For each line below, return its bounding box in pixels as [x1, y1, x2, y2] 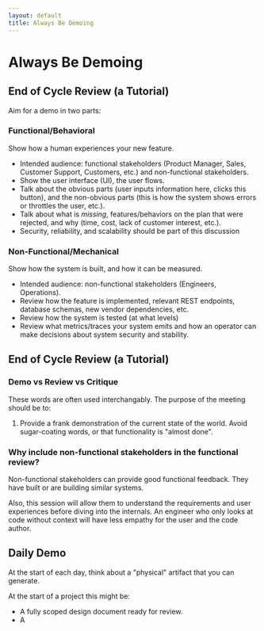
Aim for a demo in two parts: [8, 105, 101, 115]
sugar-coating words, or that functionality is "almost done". [19, 426, 213, 436]
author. [8, 524, 32, 533]
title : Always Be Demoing [8, 19, 94, 27]
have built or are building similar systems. [8, 483, 144, 492]
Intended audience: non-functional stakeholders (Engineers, [19, 279, 216, 289]
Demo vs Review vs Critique [8, 377, 119, 388]
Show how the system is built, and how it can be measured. [8, 264, 203, 273]
